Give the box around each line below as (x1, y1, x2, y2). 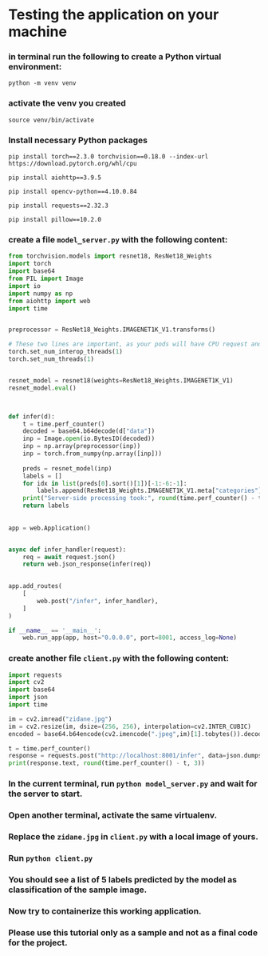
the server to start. (8, 788, 83, 799)
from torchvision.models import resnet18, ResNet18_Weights (8, 252, 213, 261)
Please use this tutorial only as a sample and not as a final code (8, 926, 258, 938)
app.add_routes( (8, 582, 62, 590)
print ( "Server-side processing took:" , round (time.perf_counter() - (22, 494, 255, 502)
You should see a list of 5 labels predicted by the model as (8, 874, 238, 885)
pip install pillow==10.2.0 (8, 216, 102, 224)
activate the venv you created (8, 98, 126, 109)
